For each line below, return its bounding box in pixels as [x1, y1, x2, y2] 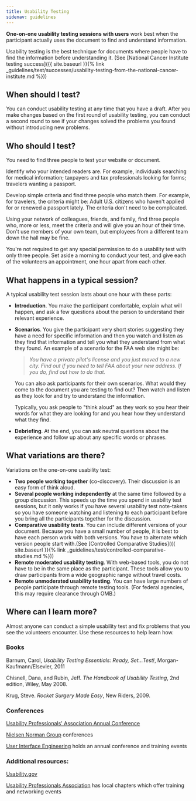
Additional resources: [6, 758, 69, 766]
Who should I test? [6, 141, 76, 151]
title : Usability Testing [6, 8, 69, 15]
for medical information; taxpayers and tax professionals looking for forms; [6, 174, 187, 181]
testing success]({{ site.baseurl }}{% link [6, 60, 105, 67]
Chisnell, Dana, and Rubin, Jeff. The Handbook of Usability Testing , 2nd [6, 674, 180, 681]
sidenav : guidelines [6, 14, 57, 20]
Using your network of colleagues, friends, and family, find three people [6, 215, 180, 223]
